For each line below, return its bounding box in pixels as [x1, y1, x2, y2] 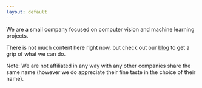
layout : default [6, 8, 47, 15]
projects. [6, 32, 29, 39]
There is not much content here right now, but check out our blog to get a [6, 44, 190, 51]
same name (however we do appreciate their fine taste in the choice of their [6, 68, 196, 76]
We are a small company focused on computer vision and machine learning [6, 25, 195, 33]
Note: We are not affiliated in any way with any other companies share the [6, 62, 191, 69]
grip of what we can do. [6, 50, 66, 58]
